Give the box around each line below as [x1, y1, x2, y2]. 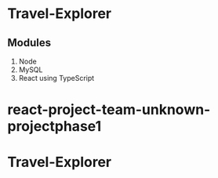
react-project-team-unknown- [7, 101, 211, 118]
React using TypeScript [18, 74, 95, 82]
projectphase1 [7, 118, 102, 136]
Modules [7, 36, 52, 49]
